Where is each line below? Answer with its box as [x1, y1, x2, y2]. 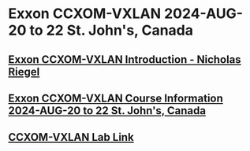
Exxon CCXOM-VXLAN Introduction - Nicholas [8, 53, 242, 66]
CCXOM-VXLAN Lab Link [8, 131, 134, 144]
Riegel [8, 64, 40, 79]
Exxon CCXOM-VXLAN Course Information [8, 91, 223, 105]
